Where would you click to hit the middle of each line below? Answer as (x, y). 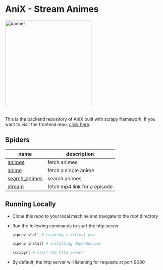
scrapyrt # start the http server (48, 253)
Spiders (17, 140)
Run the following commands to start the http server (65, 226)
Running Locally (30, 204)
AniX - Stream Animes (52, 9)
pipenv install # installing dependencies (57, 244)
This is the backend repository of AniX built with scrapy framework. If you (80, 119)
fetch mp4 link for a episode (80, 186)
